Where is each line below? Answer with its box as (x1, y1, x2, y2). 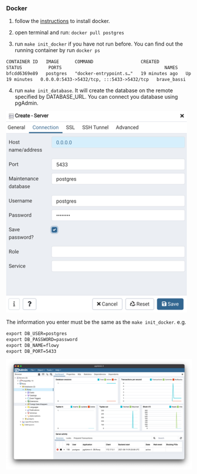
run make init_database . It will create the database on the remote (14, 87, 173, 94)
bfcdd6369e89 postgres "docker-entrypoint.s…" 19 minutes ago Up (6, 71, 192, 77)
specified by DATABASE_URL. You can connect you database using (14, 93, 178, 100)
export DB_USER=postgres (6, 331, 67, 337)
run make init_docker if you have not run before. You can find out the (14, 40, 183, 48)
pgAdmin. (14, 99, 39, 107)
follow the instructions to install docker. (14, 18, 110, 25)
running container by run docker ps (14, 47, 100, 54)
